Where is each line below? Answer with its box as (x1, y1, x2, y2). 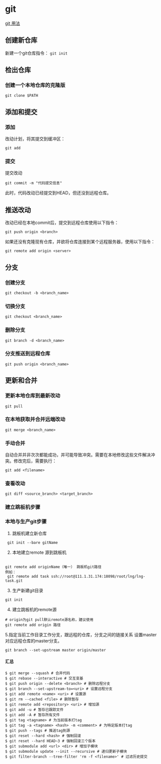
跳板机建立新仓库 (12, 530, 47, 536)
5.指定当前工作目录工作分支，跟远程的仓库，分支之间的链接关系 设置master (5, 631, 157, 637)
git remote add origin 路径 (5, 623, 61, 627)
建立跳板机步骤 (5, 504, 41, 510)
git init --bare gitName (7, 540, 58, 545)
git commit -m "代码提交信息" (5, 181, 62, 186)
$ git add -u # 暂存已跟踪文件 (5, 707, 64, 712)
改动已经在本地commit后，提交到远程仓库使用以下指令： (5, 220, 119, 226)
